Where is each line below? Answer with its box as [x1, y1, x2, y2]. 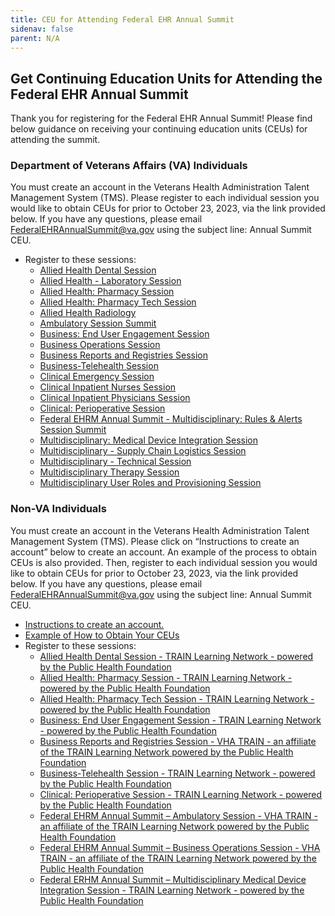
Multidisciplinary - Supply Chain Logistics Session [39, 445, 247, 457]
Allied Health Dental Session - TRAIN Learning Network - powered [39, 650, 314, 662]
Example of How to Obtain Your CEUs [24, 629, 180, 641]
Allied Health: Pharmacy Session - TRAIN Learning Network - [39, 671, 293, 683]
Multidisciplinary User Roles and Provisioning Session [39, 477, 262, 489]
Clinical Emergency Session [39, 371, 155, 383]
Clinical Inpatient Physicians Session [39, 392, 191, 404]
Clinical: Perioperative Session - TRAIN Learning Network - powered [39, 788, 323, 800]
